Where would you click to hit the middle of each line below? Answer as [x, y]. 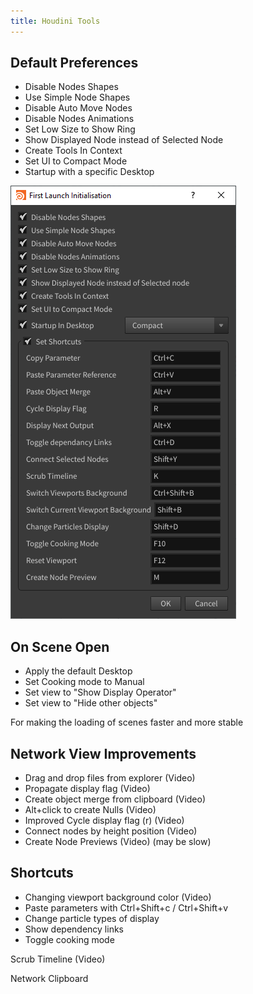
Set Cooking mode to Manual [84, 682]
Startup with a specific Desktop [89, 172]
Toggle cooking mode [69, 939]
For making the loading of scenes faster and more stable [127, 722]
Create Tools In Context [73, 151]
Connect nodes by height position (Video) [111, 831]
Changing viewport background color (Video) [118, 897]
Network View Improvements [103, 753]
